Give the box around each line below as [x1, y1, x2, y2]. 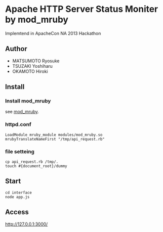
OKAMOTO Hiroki [12, 68, 48, 74]
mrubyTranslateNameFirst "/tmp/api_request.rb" [5, 137, 105, 141]
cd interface [5, 190, 32, 195]
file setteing [5, 148, 35, 155]
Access [5, 208, 29, 216]
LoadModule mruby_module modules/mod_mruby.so [5, 132, 103, 137]
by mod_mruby [5, 14, 69, 25]
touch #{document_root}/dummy [5, 164, 68, 169]
